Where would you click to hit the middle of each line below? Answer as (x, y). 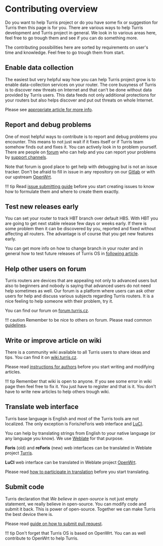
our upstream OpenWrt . (29, 177)
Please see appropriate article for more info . (49, 109)
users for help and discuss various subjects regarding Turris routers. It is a (79, 296)
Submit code (25, 487)
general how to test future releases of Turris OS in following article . (72, 254)
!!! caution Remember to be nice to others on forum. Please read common (78, 320)
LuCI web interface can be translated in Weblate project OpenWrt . (71, 462)
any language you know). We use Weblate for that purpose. (64, 438)
